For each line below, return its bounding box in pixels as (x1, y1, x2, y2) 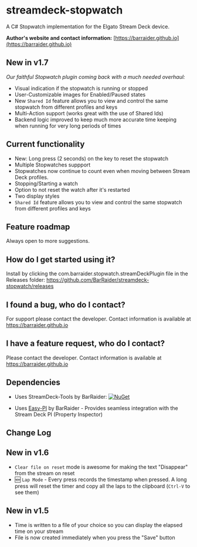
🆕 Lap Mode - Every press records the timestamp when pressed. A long (14, 476, 187, 483)
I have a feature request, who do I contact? (6, 339, 165, 349)
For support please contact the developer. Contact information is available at (6, 315, 192, 322)
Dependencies (6, 378, 60, 388)
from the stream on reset (14, 469, 75, 476)
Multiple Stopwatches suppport (14, 161, 91, 168)
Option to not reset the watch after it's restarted (14, 186, 130, 193)
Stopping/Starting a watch (14, 180, 78, 187)
